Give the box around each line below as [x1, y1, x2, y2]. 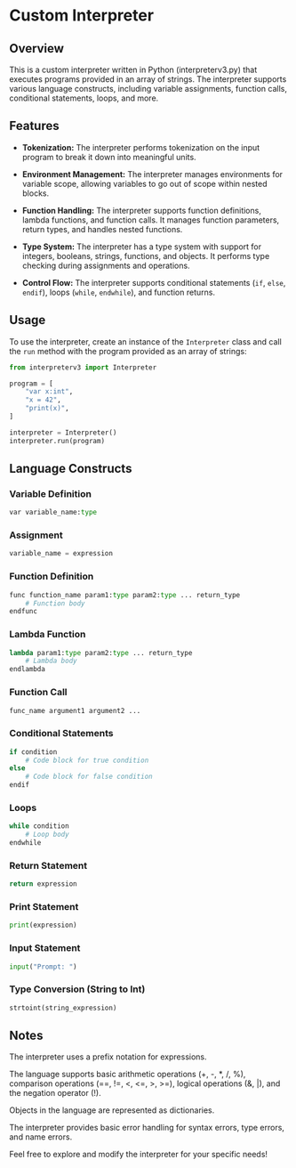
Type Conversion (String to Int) [9, 983, 146, 995]
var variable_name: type [9, 508, 98, 517]
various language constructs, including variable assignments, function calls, [9, 84, 287, 93]
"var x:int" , [25, 387, 74, 396]
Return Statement [9, 859, 88, 872]
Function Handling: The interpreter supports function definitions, [21, 205, 262, 215]
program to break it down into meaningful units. [21, 151, 197, 162]
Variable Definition [9, 487, 92, 499]
